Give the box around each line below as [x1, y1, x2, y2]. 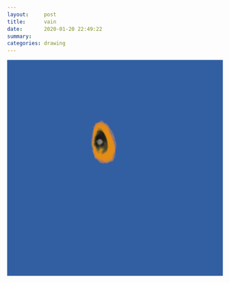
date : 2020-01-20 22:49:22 [7, 25, 103, 32]
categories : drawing [7, 40, 66, 47]
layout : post [7, 11, 57, 18]
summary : [7, 33, 32, 40]
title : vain [7, 18, 57, 25]
